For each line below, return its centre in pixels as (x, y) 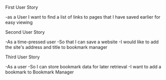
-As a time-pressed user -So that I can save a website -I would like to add (82, 42)
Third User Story (23, 57)
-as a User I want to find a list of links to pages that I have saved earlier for (83, 17)
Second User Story (25, 32)
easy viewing (19, 22)
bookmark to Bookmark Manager (40, 72)
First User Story (22, 7)
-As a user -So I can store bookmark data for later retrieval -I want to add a (83, 67)
